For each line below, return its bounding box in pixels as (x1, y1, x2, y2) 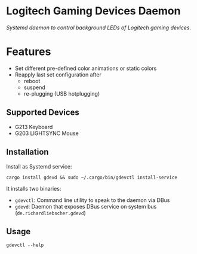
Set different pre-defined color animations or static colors (14, 65, 157, 72)
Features (6, 45, 51, 59)
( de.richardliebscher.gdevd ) (14, 209, 86, 216)
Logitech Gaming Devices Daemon (6, 4, 181, 18)
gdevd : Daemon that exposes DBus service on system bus (14, 203, 157, 210)
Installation (6, 147, 49, 157)
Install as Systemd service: (6, 163, 72, 170)
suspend (23, 84, 46, 91)
